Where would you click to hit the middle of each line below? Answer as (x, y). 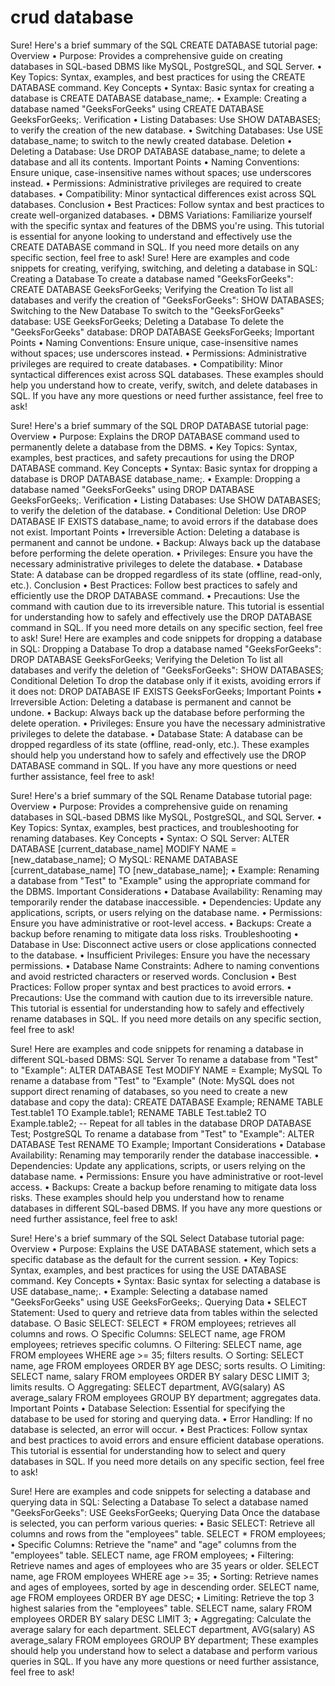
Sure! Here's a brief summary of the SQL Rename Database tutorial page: (161, 795)
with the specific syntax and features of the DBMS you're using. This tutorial (167, 225)
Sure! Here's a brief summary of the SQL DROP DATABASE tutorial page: (159, 425)
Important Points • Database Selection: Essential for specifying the (148, 1408)
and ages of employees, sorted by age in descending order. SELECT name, (165, 1587)
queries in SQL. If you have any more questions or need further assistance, (165, 1661)
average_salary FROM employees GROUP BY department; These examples (164, 1640)
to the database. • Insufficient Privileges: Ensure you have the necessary (160, 955)
